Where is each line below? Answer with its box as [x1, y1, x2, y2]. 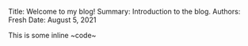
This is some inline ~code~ [8, 31, 97, 40]
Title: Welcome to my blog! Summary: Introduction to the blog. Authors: [8, 7, 241, 16]
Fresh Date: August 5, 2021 [8, 15, 97, 25]
